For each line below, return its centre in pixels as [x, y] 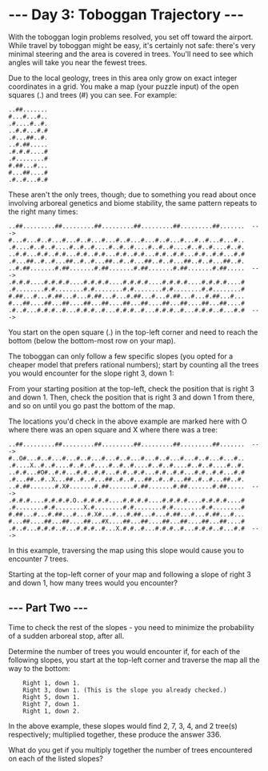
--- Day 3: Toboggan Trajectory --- [126, 15]
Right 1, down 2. [52, 711]
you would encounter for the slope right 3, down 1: [91, 373]
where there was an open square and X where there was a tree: [113, 429]
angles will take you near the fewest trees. [78, 62]
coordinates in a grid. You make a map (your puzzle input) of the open [124, 86]
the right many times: [43, 211]
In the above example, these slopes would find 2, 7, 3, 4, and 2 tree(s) [123, 725]
